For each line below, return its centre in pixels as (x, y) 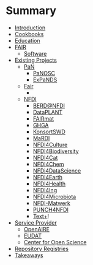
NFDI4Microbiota (54, 196)
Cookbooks (29, 34)
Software (35, 53)
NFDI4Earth (47, 177)
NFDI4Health (49, 184)
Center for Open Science (55, 242)
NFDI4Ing (45, 190)
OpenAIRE (37, 229)
